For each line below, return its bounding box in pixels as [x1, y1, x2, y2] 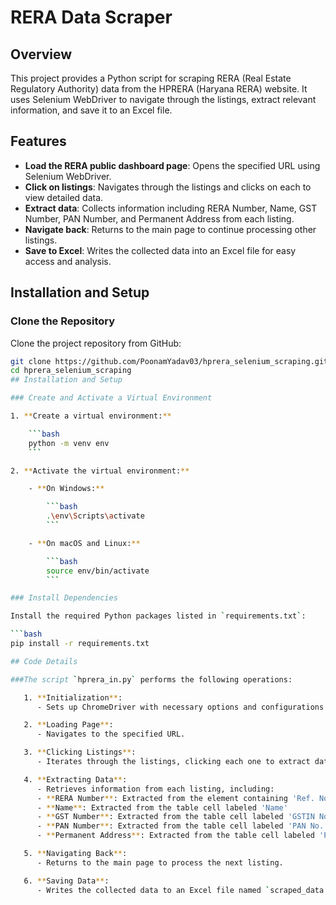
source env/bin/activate [46, 566, 150, 576]
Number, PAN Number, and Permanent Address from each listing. [24, 212, 295, 225]
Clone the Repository [10, 314, 116, 328]
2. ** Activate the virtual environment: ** [10, 466, 190, 476]
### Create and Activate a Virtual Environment [10, 393, 213, 403]
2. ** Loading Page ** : [23, 720, 114, 730]
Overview [10, 46, 73, 63]
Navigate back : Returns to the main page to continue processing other [24, 223, 317, 235]
